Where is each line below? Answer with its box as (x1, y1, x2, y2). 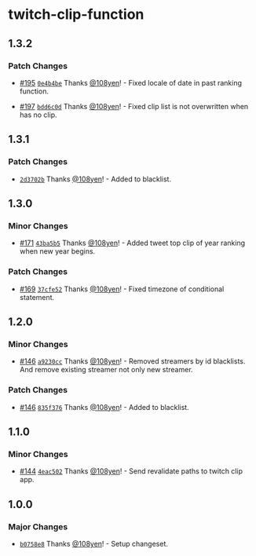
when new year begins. (19, 247, 96, 256)
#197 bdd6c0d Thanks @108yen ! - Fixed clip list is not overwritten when (19, 101, 249, 111)
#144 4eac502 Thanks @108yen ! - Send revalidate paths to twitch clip (19, 466, 243, 476)
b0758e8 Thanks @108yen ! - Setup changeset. (19, 539, 169, 548)
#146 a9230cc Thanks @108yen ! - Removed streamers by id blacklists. (19, 357, 246, 366)
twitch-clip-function (8, 5, 144, 24)
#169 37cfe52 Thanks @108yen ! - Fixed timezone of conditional (19, 284, 225, 294)
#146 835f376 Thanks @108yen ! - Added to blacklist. (19, 402, 190, 412)
